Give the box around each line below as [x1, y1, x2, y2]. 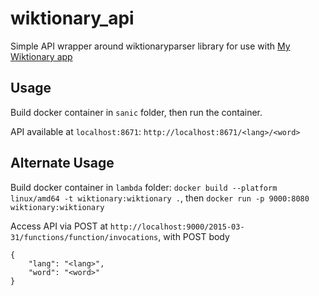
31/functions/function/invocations [10, 232, 159, 242]
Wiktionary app [10, 50, 73, 62]
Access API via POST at [10, 220, 108, 232]
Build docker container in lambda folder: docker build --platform [10, 181, 278, 193]
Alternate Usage [10, 155, 115, 172]
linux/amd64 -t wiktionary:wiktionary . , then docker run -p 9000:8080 [10, 192, 310, 204]
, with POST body [158, 230, 230, 242]
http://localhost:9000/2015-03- [109, 222, 245, 232]
